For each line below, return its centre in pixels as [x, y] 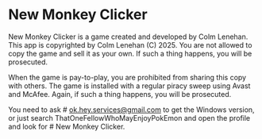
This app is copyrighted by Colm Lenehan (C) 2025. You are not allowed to [130, 44]
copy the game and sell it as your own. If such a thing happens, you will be [130, 53]
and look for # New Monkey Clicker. [67, 126]
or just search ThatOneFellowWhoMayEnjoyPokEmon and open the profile [129, 118]
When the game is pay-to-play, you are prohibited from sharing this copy [127, 77]
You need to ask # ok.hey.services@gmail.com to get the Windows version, [132, 110]
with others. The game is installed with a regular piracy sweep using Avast [129, 86]
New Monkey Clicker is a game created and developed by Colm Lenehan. [128, 37]
